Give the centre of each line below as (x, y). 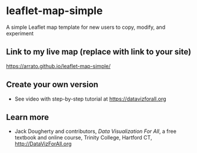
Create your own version (52, 84)
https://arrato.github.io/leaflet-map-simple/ (58, 66)
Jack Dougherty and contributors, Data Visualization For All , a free (95, 131)
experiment (20, 33)
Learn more (28, 117)
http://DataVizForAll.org (43, 144)
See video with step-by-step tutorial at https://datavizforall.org (90, 99)
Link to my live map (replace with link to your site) (99, 52)
